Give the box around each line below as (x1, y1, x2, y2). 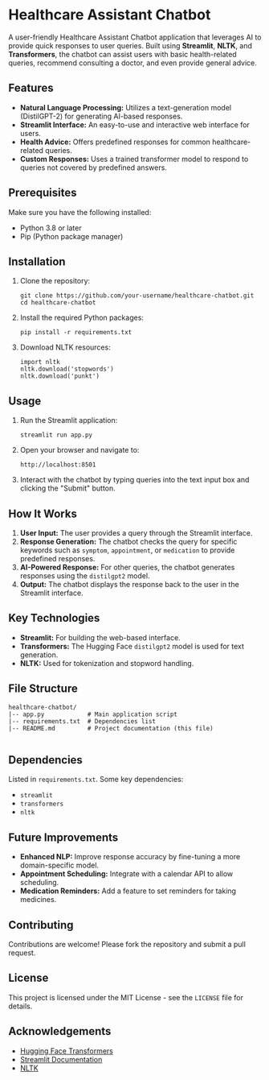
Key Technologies (8, 611, 100, 625)
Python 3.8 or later (19, 223, 82, 233)
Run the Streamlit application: (19, 416, 118, 425)
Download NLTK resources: (19, 342, 111, 352)
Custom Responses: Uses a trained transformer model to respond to (19, 154, 249, 163)
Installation (8, 254, 66, 268)
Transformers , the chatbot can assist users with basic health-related (8, 49, 237, 59)
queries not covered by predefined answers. (19, 163, 167, 172)
